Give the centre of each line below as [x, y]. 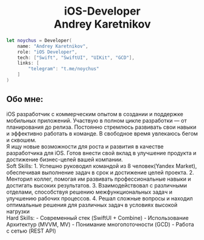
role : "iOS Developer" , [47, 52]
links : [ [28, 63]
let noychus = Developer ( [39, 40]
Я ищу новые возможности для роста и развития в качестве [85, 146]
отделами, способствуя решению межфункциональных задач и [89, 192]
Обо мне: [25, 99]
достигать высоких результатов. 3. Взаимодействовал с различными [97, 185]
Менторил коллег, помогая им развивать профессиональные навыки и [99, 179]
